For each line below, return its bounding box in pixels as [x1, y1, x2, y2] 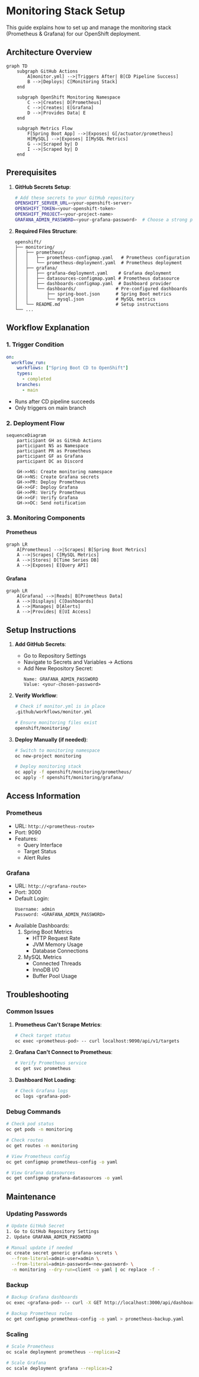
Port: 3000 [14, 889, 41, 896]
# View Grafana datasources [6, 1170, 76, 1176]
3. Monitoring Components [6, 514, 85, 522]
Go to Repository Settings [23, 652, 86, 660]
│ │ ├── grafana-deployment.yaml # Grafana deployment [14, 270, 172, 276]
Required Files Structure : [14, 227, 78, 235]
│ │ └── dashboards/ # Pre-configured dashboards [14, 286, 188, 292]
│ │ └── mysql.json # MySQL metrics [14, 296, 156, 302]
